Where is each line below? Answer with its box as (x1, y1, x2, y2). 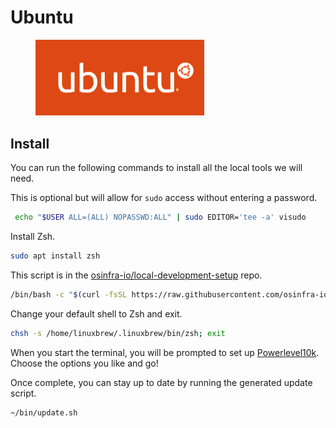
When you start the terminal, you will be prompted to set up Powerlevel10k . (10, 346, 320, 358)
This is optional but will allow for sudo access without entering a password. (10, 192, 318, 204)
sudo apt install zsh (10, 251, 101, 261)
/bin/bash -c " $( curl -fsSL (10, 290, 128, 300)
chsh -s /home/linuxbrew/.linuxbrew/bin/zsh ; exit (10, 328, 226, 338)
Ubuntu (10, 6, 74, 29)
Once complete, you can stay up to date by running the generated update (10, 376, 313, 388)
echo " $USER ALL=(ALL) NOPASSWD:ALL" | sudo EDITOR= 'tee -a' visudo (14, 212, 307, 223)
